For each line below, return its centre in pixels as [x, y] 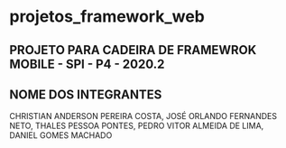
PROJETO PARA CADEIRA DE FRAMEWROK [133, 50]
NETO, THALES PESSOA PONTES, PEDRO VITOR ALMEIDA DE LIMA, [137, 126]
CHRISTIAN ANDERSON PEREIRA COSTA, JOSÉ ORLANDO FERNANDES [143, 116]
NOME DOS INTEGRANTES [86, 94]
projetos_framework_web [107, 17]
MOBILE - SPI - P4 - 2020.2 [87, 64]
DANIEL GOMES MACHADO [61, 135]
